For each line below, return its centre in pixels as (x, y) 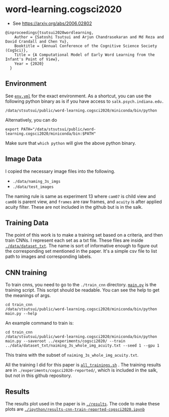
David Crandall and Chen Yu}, (37, 42)
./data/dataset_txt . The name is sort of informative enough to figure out (81, 246)
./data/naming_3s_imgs (36, 181)
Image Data (24, 159)
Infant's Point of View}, (32, 59)
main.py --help (21, 314)
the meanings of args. (28, 295)
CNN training (26, 272)
